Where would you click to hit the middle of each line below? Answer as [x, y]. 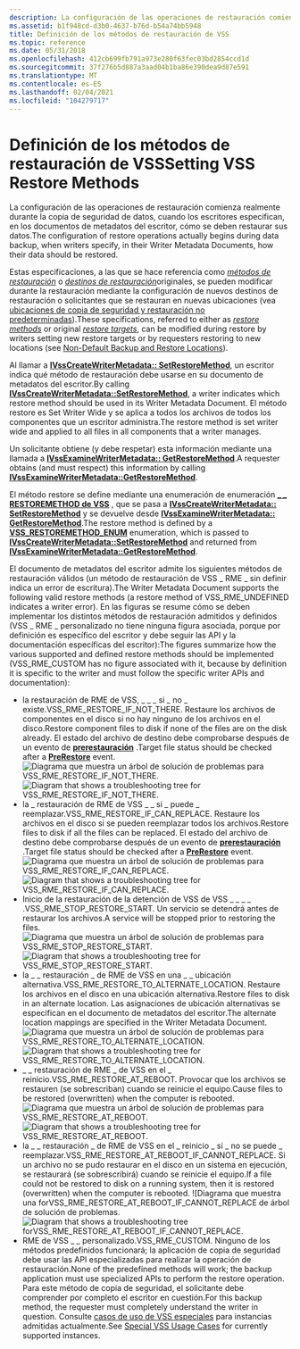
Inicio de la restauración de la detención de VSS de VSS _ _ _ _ [137, 899]
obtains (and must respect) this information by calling [108, 468]
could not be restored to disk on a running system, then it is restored [148, 1184]
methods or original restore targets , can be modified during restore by [138, 329]
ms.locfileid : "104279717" [59, 100]
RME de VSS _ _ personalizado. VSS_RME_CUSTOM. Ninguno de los [146, 1241]
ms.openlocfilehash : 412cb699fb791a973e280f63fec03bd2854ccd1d [129, 59]
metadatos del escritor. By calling [70, 384]
